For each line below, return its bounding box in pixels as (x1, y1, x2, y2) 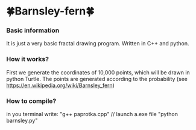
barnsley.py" (6, 117, 38, 125)
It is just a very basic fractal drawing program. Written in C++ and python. (6, 40, 189, 47)
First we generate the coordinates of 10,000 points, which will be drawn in (6, 68, 190, 76)
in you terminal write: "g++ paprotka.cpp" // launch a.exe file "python (6, 111, 179, 118)
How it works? (6, 55, 49, 63)
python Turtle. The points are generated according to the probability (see (6, 75, 188, 82)
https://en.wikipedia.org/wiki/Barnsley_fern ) (6, 82, 115, 89)
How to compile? (6, 97, 57, 105)
